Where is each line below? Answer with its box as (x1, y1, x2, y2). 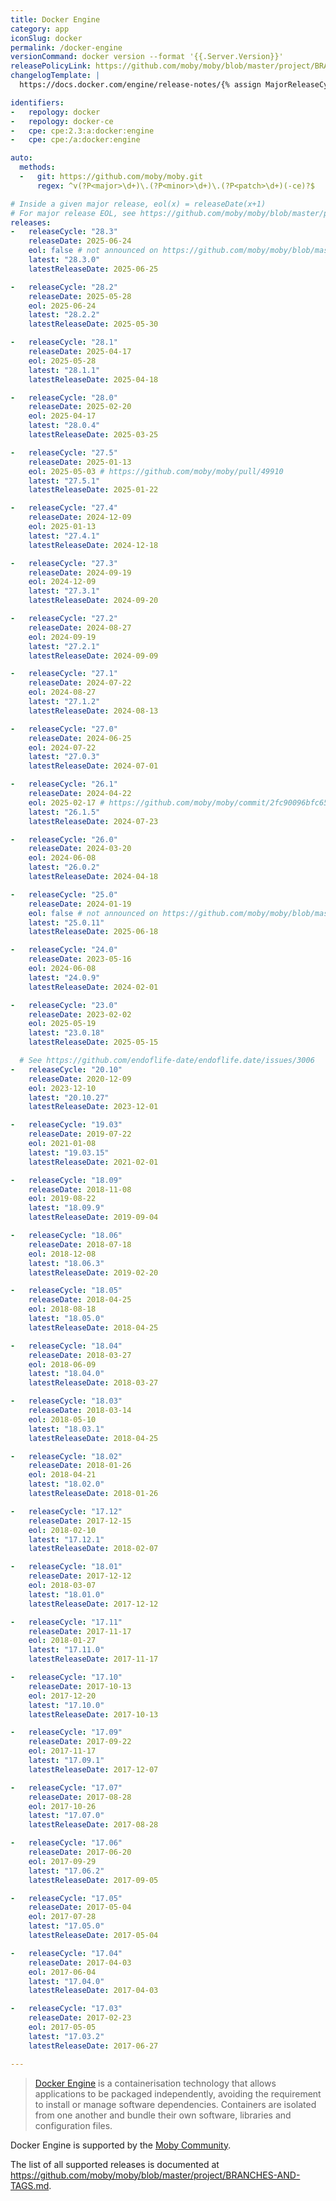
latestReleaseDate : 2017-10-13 (28, 1709, 159, 1720)
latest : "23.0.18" (28, 1028, 105, 1038)
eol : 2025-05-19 (28, 1019, 97, 1029)
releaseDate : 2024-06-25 (28, 733, 132, 743)
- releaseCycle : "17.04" (10, 1948, 123, 1958)
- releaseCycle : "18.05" (10, 1286, 123, 1296)
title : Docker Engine (10, 14, 101, 25)
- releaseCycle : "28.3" (10, 227, 118, 237)
